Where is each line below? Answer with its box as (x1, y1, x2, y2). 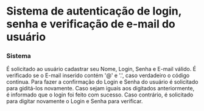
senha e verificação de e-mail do (6, 17, 175, 31)
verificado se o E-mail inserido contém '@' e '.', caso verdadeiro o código (6, 72, 190, 79)
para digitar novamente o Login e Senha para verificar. (6, 98, 143, 105)
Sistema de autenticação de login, (6, 4, 182, 18)
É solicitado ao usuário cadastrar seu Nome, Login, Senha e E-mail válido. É (6, 66, 197, 73)
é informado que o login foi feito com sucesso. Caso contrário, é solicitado (6, 91, 194, 98)
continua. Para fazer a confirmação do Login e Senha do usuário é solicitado (6, 78, 199, 86)
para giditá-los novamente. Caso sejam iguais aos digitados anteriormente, (6, 85, 195, 92)
